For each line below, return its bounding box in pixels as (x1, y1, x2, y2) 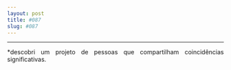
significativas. (7, 56, 47, 64)
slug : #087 (7, 23, 38, 30)
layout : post (7, 10, 45, 17)
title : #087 (7, 16, 41, 23)
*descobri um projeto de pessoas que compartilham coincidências (7, 48, 224, 56)
